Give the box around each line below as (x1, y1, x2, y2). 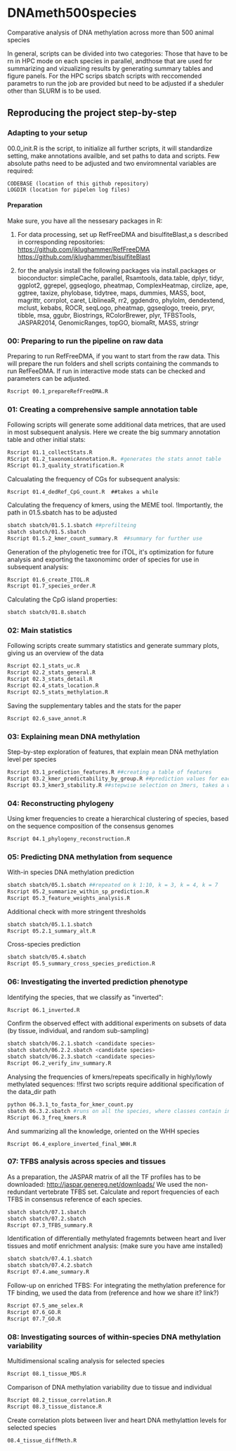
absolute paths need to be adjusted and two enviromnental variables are (7, 159, 216, 167)
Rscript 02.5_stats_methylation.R (7, 689, 109, 696)
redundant (7, 1188, 37, 1196)
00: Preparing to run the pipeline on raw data (7, 336, 164, 346)
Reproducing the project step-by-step (7, 107, 177, 119)
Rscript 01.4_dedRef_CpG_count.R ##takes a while (7, 488, 159, 495)
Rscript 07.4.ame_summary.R (7, 1268, 90, 1276)
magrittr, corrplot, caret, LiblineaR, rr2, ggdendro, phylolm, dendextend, (17, 296, 225, 304)
